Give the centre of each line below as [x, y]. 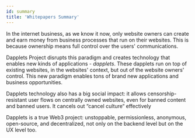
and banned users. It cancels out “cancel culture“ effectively [79, 106]
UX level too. [21, 130]
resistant [17, 99]
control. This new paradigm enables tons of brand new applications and [93, 76]
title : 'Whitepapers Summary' [43, 17]
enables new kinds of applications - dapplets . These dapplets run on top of [96, 63]
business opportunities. [34, 82]
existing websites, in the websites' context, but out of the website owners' [95, 70]
